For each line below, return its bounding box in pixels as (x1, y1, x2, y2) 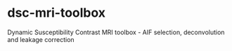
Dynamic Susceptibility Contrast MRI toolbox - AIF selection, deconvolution (7, 28, 225, 36)
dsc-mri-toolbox (7, 5, 106, 21)
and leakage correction (7, 35, 75, 43)
